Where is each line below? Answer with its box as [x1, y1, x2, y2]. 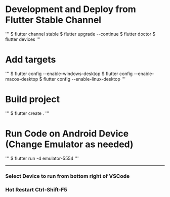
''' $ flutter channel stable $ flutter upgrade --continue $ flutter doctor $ [5, 31, 156, 37]
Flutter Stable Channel [5, 14, 102, 26]
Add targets [5, 54, 56, 65]
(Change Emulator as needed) [5, 139, 134, 150]
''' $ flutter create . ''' [5, 110, 50, 116]
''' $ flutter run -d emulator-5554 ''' [5, 155, 79, 161]
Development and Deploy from [5, 4, 137, 15]
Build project [5, 94, 60, 105]
